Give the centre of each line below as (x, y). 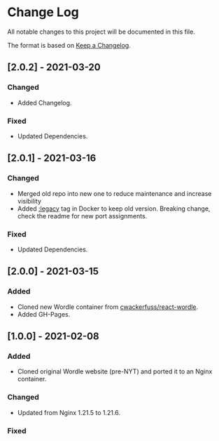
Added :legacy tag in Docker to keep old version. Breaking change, (114, 209)
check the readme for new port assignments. (82, 216)
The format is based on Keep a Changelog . (69, 45)
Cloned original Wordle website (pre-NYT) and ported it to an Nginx (115, 371)
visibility (29, 201)
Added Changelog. (44, 103)
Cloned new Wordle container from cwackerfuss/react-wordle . (108, 307)
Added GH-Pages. (44, 314)
